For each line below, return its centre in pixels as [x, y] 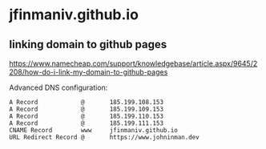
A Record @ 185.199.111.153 [86, 123]
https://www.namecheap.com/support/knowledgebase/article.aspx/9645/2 [133, 63]
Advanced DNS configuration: [58, 87]
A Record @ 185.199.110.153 [86, 116]
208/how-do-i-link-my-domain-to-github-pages [89, 72]
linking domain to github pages [88, 44]
